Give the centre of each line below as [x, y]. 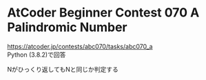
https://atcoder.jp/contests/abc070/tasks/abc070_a [80, 46]
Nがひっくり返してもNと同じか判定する [63, 69]
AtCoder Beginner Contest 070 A [103, 13]
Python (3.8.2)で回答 [37, 54]
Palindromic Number [67, 27]
